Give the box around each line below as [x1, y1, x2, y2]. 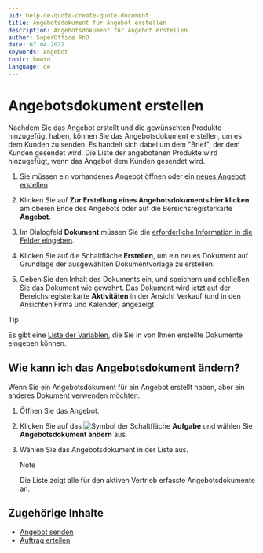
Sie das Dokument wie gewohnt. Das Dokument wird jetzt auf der [19, 283, 231, 292]
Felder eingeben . [19, 236, 75, 245]
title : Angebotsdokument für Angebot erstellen [8, 19, 167, 27]
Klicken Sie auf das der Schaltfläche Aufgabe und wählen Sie [19, 421, 253, 430]
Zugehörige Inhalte [8, 506, 104, 520]
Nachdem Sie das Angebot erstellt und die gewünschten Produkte [8, 123, 222, 132]
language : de [8, 63, 51, 71]
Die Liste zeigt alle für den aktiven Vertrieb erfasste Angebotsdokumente [19, 475, 255, 484]
